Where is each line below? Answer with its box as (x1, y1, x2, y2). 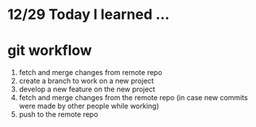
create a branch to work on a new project (18, 77, 155, 86)
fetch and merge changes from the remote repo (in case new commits (18, 93, 248, 103)
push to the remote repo (18, 110, 98, 119)
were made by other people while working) (18, 101, 159, 111)
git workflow (7, 42, 93, 60)
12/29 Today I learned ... (7, 6, 170, 24)
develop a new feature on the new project (18, 84, 155, 94)
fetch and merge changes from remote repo (18, 68, 163, 77)
